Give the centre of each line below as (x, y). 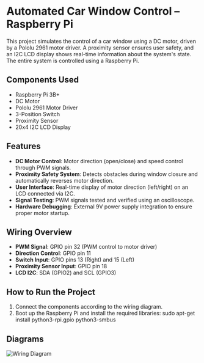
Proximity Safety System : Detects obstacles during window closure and (107, 174)
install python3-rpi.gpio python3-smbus (65, 320)
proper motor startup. (42, 213)
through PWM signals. (43, 167)
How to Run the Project (51, 292)
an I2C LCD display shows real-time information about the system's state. (99, 54)
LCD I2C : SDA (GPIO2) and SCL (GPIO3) (66, 273)
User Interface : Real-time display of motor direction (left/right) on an (102, 187)
